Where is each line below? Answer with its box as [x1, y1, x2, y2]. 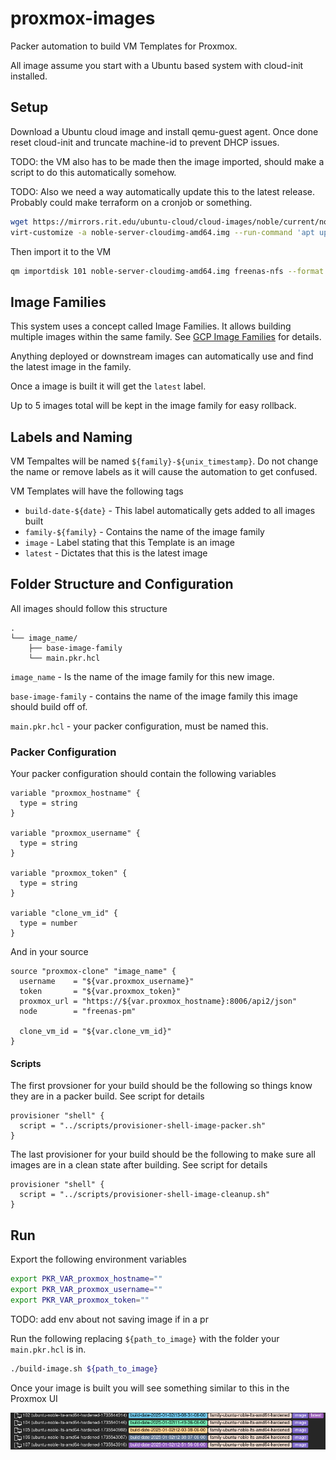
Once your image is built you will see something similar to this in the [10, 1382, 290, 1394]
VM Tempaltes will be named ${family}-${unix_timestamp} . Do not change [10, 455, 319, 467]
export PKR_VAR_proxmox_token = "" [10, 1295, 150, 1305]
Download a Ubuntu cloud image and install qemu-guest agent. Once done [10, 125, 319, 137]
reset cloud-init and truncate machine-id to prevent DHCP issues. [10, 136, 280, 148]
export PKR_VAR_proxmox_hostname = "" [10, 1274, 163, 1284]
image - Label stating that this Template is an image [24, 537, 236, 548]
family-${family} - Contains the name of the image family [24, 526, 265, 537]
